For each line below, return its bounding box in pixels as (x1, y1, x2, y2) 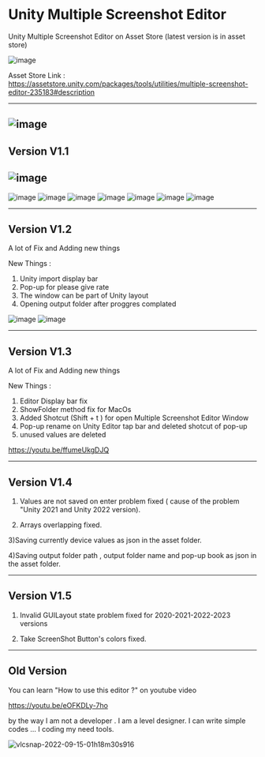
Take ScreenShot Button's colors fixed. (19, 634, 147, 643)
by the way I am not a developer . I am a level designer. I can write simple (8, 716, 246, 725)
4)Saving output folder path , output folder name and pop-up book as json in (8, 550, 257, 560)
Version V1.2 (8, 223, 73, 236)
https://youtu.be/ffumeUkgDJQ (8, 445, 110, 455)
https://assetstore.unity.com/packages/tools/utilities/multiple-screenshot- (8, 79, 248, 88)
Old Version (8, 665, 67, 678)
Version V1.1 (8, 144, 69, 158)
